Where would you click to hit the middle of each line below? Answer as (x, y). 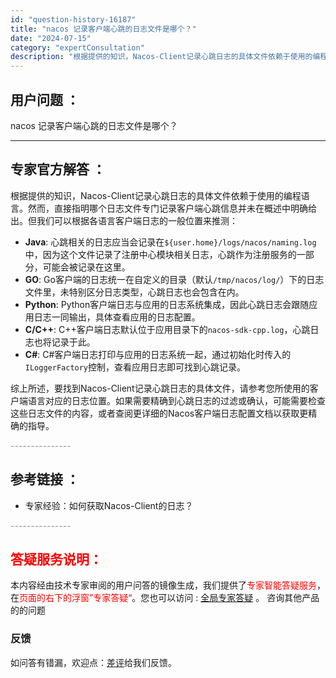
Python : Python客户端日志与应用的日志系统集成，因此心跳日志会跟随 (167, 304)
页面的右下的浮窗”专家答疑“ (76, 598)
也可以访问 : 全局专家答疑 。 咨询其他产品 (234, 598)
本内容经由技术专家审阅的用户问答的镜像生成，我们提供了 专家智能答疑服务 (163, 585)
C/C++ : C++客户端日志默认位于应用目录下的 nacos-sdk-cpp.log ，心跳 (167, 329)
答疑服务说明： (56, 559)
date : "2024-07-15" (51, 38)
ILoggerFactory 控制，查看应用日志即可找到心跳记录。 (135, 367)
